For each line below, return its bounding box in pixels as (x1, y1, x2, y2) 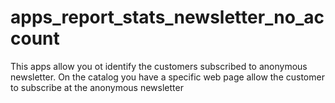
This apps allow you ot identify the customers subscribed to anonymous (10, 60, 308, 72)
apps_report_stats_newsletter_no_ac (10, 6, 325, 29)
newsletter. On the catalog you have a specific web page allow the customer (10, 71, 325, 83)
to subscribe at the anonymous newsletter (10, 81, 184, 93)
